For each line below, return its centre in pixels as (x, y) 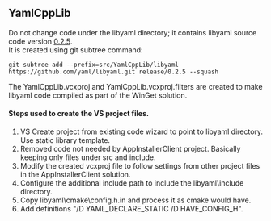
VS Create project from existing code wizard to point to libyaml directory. (142, 131)
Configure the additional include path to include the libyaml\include (132, 183)
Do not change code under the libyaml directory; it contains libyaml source (133, 32)
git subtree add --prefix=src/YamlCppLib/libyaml (94, 65)
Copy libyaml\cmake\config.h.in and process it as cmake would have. (135, 200)
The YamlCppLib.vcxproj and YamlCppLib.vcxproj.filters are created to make (135, 86)
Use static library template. (65, 140)
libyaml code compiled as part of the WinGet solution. (98, 95)
